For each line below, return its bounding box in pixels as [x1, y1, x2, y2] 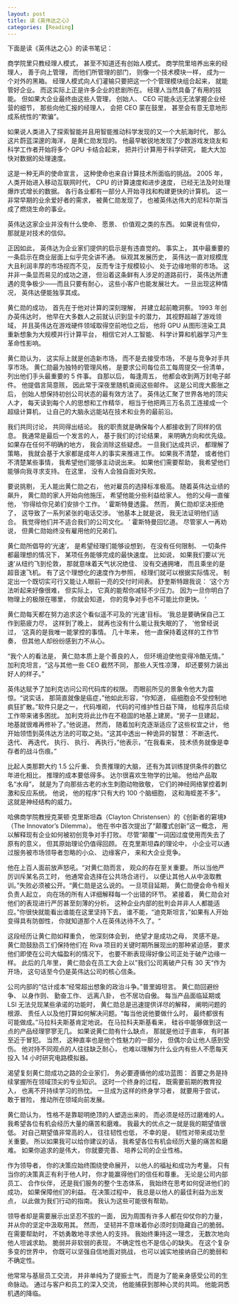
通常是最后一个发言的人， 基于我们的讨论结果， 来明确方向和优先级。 [27, 432, 230, 440]
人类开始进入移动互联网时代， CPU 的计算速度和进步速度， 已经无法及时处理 [7, 178, 231, 187]
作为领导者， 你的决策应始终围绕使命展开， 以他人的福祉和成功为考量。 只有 [7, 1161, 230, 1170]
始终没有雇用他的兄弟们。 [45, 527, 121, 535]
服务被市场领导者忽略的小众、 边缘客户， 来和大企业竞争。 [13, 848, 185, 857]
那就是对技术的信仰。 [7, 229, 69, 237]
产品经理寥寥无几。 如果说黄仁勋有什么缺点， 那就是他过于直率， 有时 [19, 1027, 224, 1035]
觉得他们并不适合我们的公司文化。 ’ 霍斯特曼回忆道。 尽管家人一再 [27, 518, 221, 526]
